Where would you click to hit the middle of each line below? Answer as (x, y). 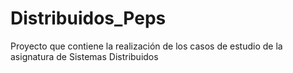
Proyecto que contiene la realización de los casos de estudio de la (146, 46)
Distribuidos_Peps (88, 18)
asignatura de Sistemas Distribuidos (84, 56)
